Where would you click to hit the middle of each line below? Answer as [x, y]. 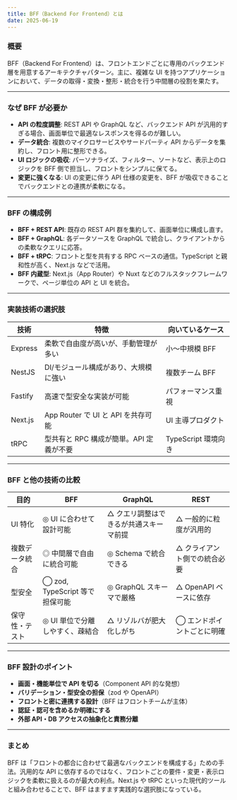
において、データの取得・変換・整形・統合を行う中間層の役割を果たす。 [118, 81]
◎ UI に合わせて [68, 518]
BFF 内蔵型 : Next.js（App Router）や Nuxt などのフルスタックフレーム [120, 274]
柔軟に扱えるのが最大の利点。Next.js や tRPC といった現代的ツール [129, 780]
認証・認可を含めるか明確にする [64, 710]
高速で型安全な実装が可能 [87, 396]
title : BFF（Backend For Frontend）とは [65, 14]
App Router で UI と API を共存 [95, 415]
